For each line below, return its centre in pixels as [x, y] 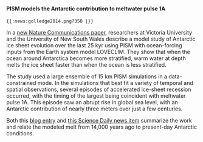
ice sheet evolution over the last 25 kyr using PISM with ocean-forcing [94, 46]
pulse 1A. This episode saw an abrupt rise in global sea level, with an [92, 103]
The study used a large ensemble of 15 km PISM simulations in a [87, 76]
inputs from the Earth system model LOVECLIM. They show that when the [98, 52]
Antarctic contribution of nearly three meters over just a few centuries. [95, 109]
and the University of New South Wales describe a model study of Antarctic [101, 39]
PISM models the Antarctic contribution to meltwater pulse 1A [86, 8]
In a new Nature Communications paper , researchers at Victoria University [99, 33]
